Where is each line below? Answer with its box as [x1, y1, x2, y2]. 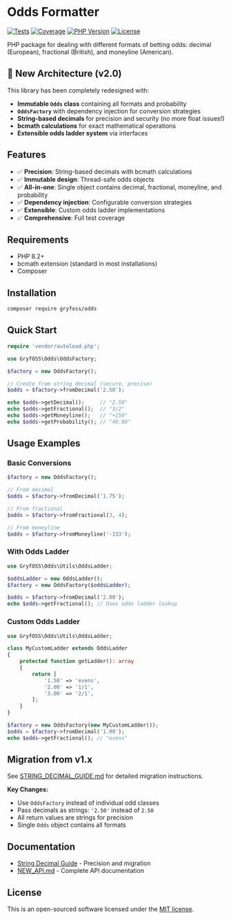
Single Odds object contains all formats [17, 820, 126, 829]
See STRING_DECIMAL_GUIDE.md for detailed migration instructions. [7, 772, 203, 780]
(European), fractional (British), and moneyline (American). [7, 48, 174, 56]
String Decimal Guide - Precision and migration [17, 859, 151, 867]
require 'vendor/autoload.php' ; [7, 343, 100, 350]
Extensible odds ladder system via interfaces [17, 129, 148, 137]
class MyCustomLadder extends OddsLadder [7, 645, 128, 652]
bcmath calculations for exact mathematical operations [17, 122, 177, 130]
